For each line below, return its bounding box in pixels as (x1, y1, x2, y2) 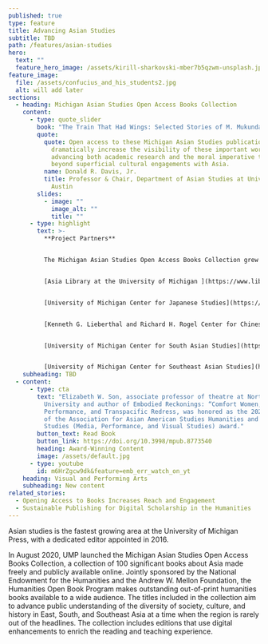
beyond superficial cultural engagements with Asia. (50, 161, 230, 169)
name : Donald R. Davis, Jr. (43, 168, 137, 176)
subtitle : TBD (8, 34, 56, 42)
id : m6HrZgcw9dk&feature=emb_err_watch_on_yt (37, 467, 191, 475)
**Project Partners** (43, 235, 116, 243)
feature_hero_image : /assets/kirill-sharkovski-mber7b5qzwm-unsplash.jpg (15, 64, 266, 72)
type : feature (8, 19, 56, 27)
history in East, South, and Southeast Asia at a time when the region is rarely (8, 609, 259, 619)
